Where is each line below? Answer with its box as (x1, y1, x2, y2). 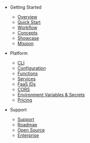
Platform (9, 50, 28, 56)
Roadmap (17, 122, 37, 127)
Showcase (17, 35, 39, 41)
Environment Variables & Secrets (17, 92, 85, 97)
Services (17, 76, 36, 81)
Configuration (17, 65, 46, 71)
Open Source (17, 127, 45, 133)
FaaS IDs (17, 81, 36, 87)
